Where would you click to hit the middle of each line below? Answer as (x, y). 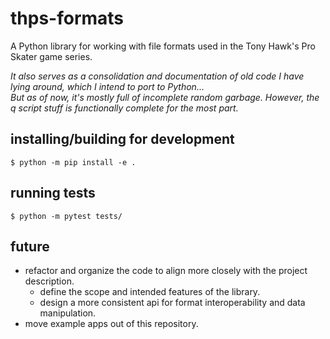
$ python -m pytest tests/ (66, 216)
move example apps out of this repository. (111, 324)
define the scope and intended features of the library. (150, 292)
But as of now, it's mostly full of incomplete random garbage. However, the (165, 97)
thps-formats (67, 18)
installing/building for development (122, 139)
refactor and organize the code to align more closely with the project (166, 271)
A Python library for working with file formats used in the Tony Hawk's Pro (163, 46)
